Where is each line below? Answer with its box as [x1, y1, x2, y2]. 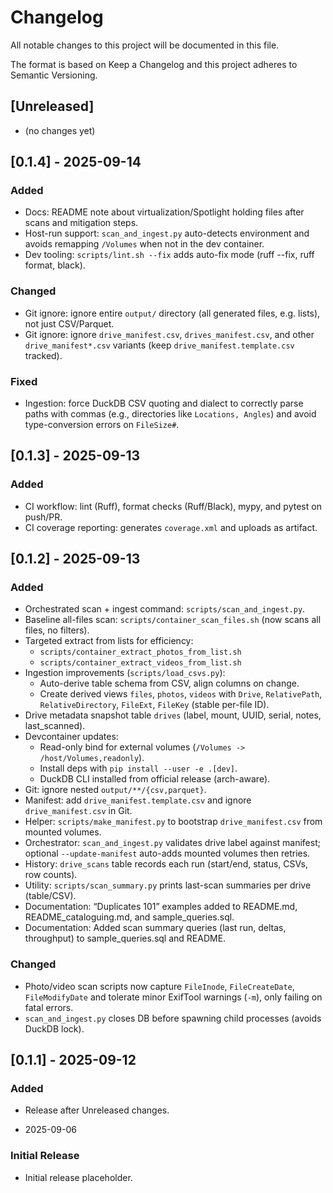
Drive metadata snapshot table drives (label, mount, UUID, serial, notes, [24, 709, 322, 721]
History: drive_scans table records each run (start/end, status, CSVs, [24, 858, 308, 870]
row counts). [24, 869, 78, 881]
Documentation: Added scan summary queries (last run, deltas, [24, 922, 287, 934]
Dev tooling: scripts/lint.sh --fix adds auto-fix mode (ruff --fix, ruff [24, 249, 315, 261]
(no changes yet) [24, 124, 96, 136]
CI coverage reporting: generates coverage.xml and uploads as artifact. [24, 521, 318, 533]
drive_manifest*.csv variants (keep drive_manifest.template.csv [24, 339, 295, 351]
